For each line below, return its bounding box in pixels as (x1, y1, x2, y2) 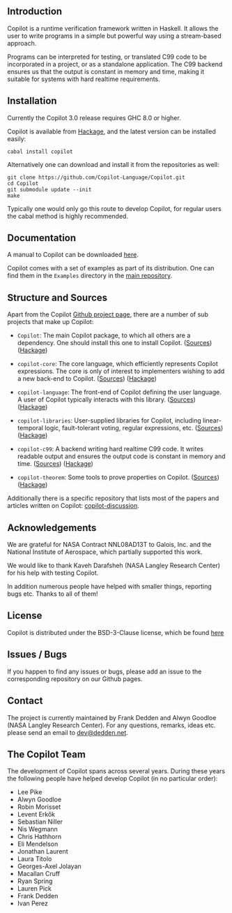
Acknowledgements (7, 522, 97, 534)
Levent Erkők (17, 810, 56, 819)
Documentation (7, 232, 77, 244)
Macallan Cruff (17, 870, 61, 878)
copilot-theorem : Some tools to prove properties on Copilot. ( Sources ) (17, 473, 219, 481)
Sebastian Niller (17, 817, 63, 826)
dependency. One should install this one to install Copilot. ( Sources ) (17, 339, 212, 347)
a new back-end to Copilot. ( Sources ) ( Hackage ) (17, 374, 157, 383)
